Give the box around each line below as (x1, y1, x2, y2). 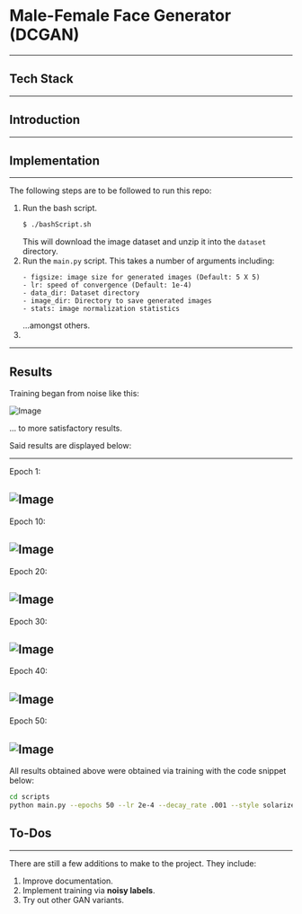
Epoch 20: (9, 565, 48, 576)
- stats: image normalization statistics (22, 305, 180, 314)
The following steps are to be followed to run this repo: (9, 185, 212, 196)
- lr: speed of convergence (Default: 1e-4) (22, 280, 192, 290)
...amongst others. (22, 320, 91, 331)
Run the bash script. (22, 203, 97, 214)
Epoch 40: (9, 666, 48, 677)
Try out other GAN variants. (22, 894, 124, 905)
